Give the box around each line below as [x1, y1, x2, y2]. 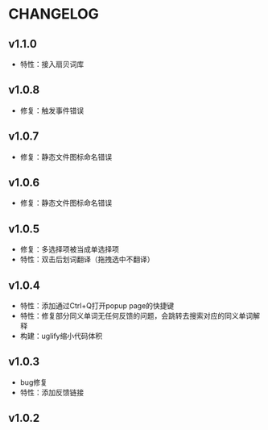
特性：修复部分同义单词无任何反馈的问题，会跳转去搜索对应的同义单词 [19, 311, 254, 321]
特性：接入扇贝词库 [19, 60, 85, 69]
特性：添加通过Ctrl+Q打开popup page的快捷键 [19, 301, 175, 311]
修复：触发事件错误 [19, 106, 85, 115]
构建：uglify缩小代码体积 [19, 332, 103, 341]
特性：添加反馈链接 [19, 387, 85, 397]
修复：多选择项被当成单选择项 [19, 244, 119, 254]
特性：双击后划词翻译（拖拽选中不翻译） [19, 255, 155, 265]
